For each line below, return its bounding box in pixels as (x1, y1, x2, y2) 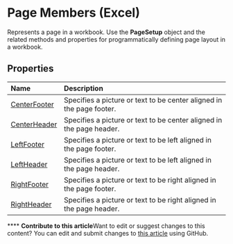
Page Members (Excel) (7, 5, 140, 21)
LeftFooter (10, 139, 45, 149)
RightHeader (10, 200, 52, 209)
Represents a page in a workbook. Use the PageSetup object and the (7, 28, 206, 36)
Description (63, 83, 104, 93)
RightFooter (10, 179, 49, 189)
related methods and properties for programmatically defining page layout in (7, 35, 226, 43)
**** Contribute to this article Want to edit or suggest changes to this (7, 221, 206, 230)
